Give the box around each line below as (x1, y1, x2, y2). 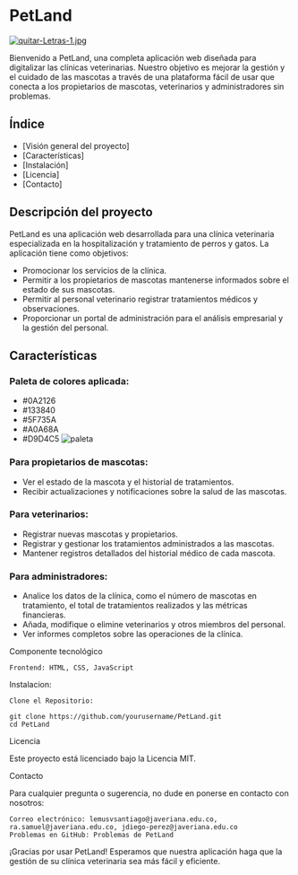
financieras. (21, 609, 66, 620)
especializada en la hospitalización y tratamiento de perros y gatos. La (9, 238, 269, 249)
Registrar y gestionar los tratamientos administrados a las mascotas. (21, 538, 275, 548)
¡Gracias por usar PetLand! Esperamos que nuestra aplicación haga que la (9, 846, 283, 857)
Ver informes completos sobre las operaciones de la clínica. (21, 629, 243, 640)
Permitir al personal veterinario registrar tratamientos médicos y (21, 293, 258, 304)
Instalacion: (9, 679, 52, 690)
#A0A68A (21, 424, 59, 435)
